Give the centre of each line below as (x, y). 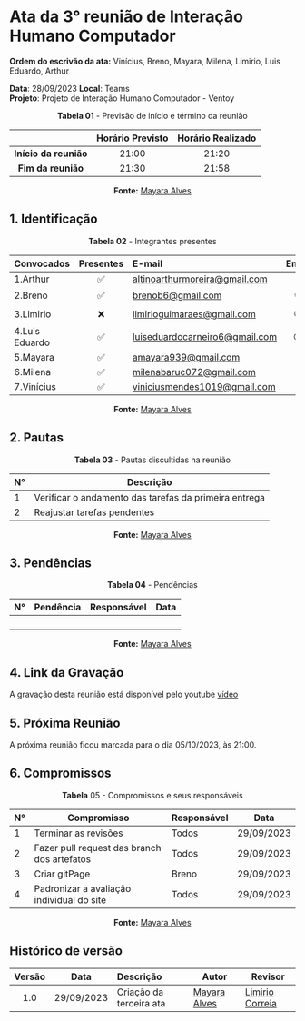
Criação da (140, 992)
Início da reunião (51, 154)
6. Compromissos (60, 773)
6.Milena (33, 372)
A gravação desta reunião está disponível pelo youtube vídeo (124, 694)
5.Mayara (34, 357)
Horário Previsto (133, 138)
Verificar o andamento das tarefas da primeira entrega (150, 497)
